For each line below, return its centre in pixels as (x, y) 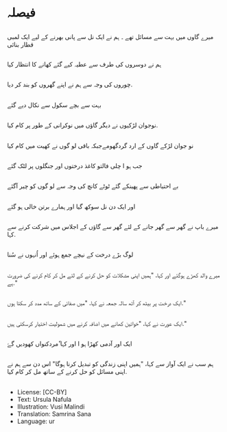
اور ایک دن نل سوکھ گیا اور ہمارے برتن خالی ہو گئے (71, 206)
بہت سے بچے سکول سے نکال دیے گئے (54, 105)
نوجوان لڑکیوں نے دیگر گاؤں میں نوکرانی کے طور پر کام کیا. (83, 125)
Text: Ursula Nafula (44, 399)
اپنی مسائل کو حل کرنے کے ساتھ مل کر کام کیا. (67, 372)
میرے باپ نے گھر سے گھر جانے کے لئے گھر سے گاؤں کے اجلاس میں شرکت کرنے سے (113, 227)
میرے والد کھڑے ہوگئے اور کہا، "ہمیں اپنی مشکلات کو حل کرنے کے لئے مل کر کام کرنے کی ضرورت (113, 275)
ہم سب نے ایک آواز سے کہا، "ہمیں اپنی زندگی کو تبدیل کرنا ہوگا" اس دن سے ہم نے (110, 364)
